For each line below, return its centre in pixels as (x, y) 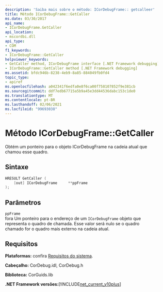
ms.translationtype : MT (29, 95)
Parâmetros (23, 202)
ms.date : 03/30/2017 (26, 18)
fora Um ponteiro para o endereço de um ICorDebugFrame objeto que (73, 219)
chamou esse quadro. (27, 152)
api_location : (19, 32)
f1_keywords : (18, 50)
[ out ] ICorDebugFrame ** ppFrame (51, 183)
